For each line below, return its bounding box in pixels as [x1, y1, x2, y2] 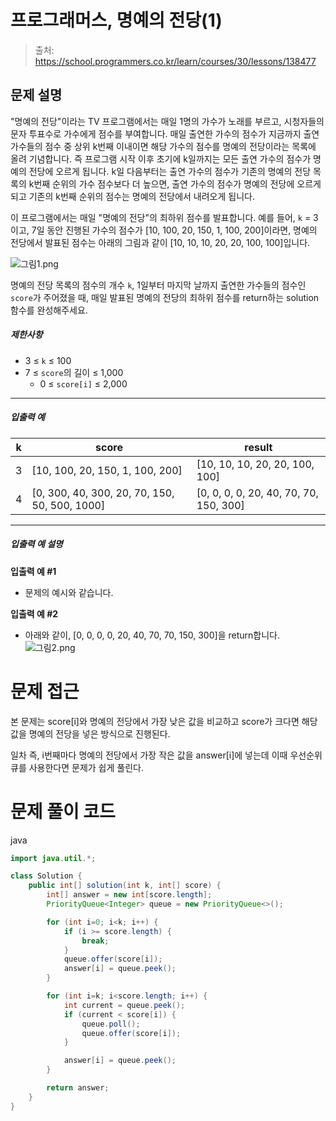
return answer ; [46, 1083, 110, 1093]
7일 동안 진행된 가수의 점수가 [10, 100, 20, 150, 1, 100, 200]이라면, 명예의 [31, 224, 318, 236]
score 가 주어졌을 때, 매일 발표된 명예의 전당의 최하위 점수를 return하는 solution [10, 291, 320, 303]
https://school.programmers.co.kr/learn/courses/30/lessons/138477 [34, 55, 317, 67]
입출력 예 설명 [10, 538, 63, 550]
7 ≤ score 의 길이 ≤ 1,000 [24, 366, 124, 378]
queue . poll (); [81, 1019, 141, 1029]
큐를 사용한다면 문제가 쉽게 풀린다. [10, 761, 144, 773]
